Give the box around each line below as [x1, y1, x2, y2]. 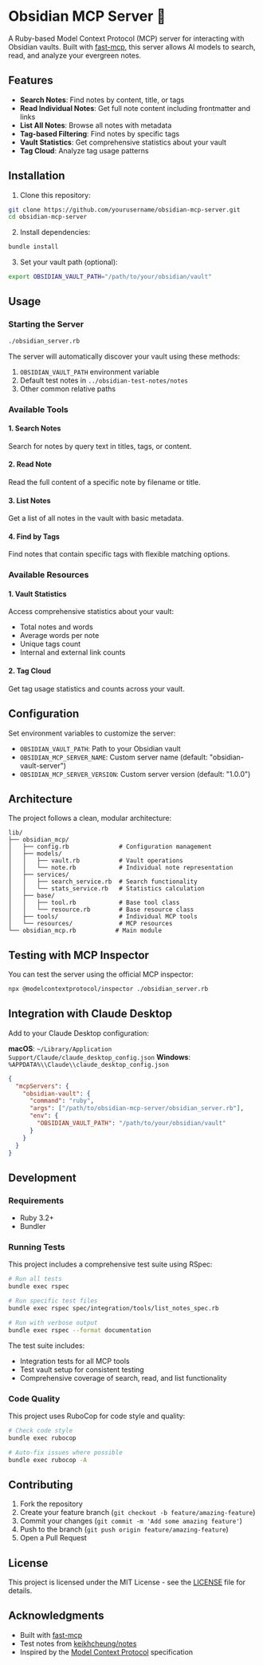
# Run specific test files [8, 1297, 98, 1305]
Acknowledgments [8, 1609, 105, 1623]
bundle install [8, 243, 59, 251]
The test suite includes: [8, 1341, 85, 1350]
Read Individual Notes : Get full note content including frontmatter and [19, 103, 251, 113]
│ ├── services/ [8, 870, 69, 879]
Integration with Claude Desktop [8, 1007, 173, 1021]
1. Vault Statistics [8, 589, 67, 598]
